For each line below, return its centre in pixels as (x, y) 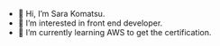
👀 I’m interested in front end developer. (90, 23)
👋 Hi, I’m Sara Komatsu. (61, 14)
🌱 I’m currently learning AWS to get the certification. (115, 32)
